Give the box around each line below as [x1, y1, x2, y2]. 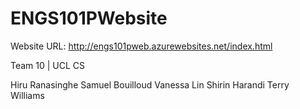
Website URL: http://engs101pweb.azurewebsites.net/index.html [10, 40, 273, 52]
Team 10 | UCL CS [10, 59, 86, 71]
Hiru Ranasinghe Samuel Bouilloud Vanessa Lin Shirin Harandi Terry [10, 78, 290, 91]
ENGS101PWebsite [10, 7, 168, 30]
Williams [10, 89, 45, 101]
